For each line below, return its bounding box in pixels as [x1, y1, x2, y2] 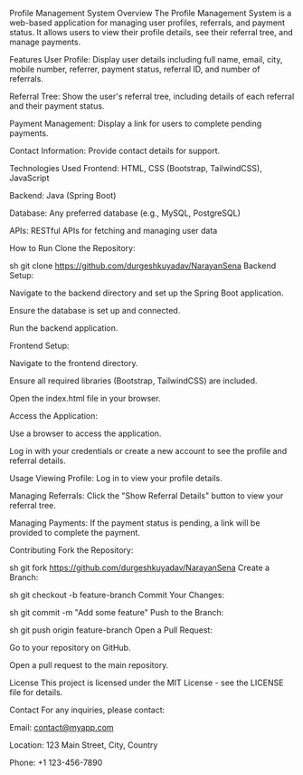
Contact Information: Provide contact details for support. [9, 145, 221, 156]
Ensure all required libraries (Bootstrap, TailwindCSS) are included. [9, 375, 258, 386]
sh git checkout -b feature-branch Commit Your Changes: [9, 589, 224, 600]
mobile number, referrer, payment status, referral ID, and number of [9, 63, 260, 74]
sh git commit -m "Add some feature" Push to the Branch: [9, 607, 224, 617]
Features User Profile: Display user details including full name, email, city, [9, 54, 283, 64]
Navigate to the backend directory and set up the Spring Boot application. [9, 287, 284, 298]
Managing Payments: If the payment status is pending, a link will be [9, 518, 260, 528]
